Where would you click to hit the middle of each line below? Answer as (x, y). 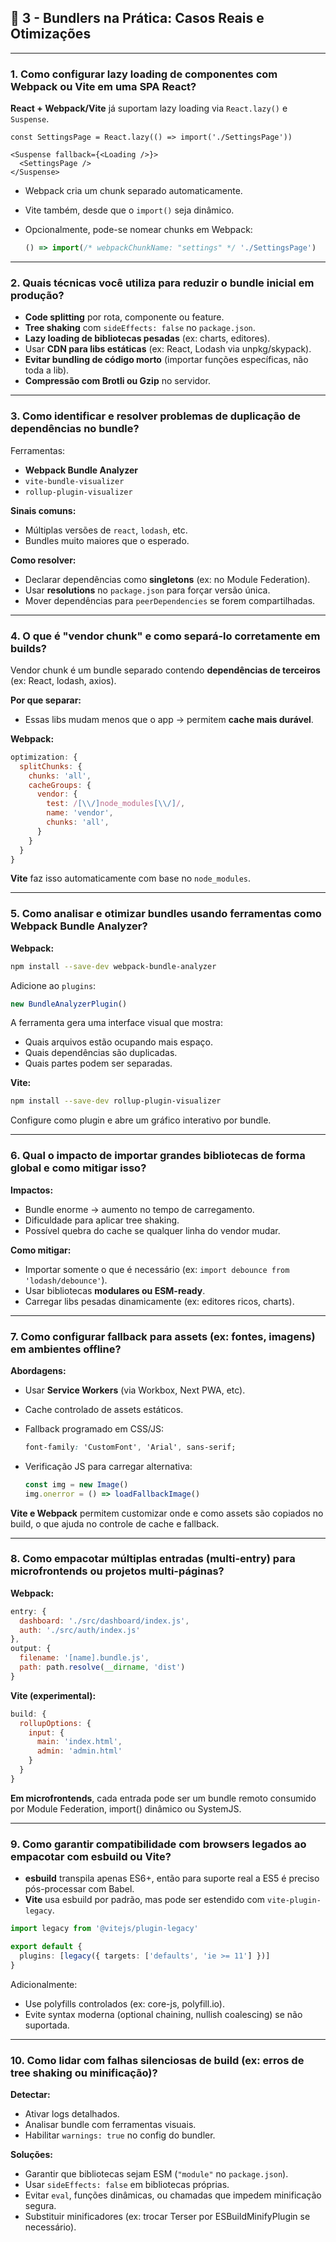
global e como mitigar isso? (78, 1168)
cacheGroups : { (60, 785)
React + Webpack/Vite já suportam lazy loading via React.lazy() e (149, 108)
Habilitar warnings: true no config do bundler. (120, 2135)
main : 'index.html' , (79, 1742)
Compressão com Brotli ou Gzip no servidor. (117, 381)
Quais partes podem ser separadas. (98, 1063)
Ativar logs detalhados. (72, 2113)
